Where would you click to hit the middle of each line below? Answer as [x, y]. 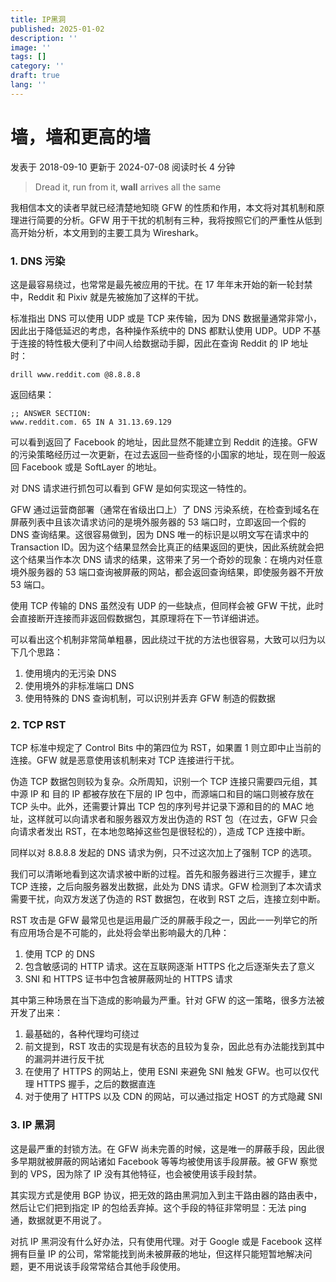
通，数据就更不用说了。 [58, 1220]
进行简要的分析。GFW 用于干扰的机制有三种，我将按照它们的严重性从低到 [170, 220]
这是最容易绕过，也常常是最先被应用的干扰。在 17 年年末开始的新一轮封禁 [161, 284]
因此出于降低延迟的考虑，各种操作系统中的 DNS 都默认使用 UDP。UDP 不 [161, 330]
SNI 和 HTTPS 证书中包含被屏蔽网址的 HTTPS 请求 [128, 979]
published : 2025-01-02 [57, 29]
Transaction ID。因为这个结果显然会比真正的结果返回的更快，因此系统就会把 [167, 547]
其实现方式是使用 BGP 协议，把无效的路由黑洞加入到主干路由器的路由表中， [166, 1195]
